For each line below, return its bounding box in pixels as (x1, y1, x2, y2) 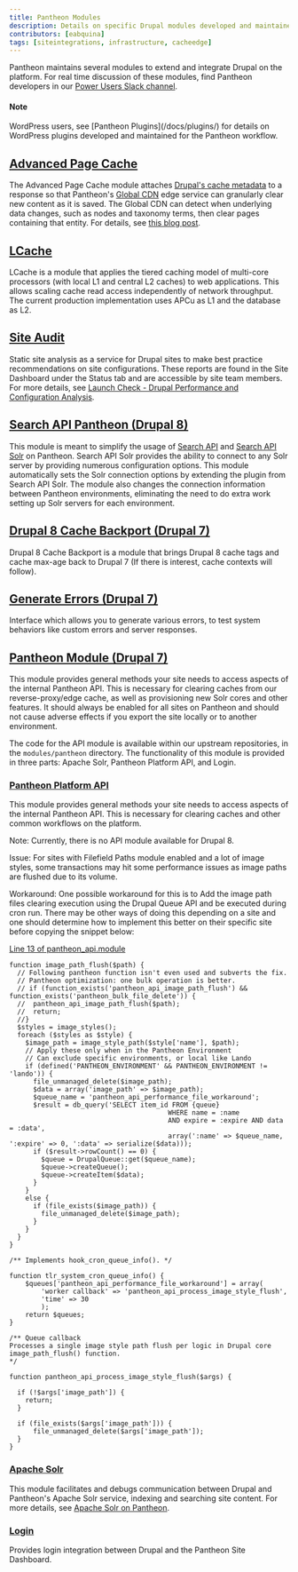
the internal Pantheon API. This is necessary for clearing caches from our (9, 683, 278, 694)
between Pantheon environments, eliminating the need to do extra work (9, 488, 271, 498)
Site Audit (9, 330, 65, 345)
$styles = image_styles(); (17, 1023, 117, 1032)
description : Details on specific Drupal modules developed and (9, 21, 252, 30)
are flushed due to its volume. (9, 871, 118, 882)
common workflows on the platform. (9, 818, 142, 829)
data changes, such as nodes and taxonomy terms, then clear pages (9, 208, 260, 218)
